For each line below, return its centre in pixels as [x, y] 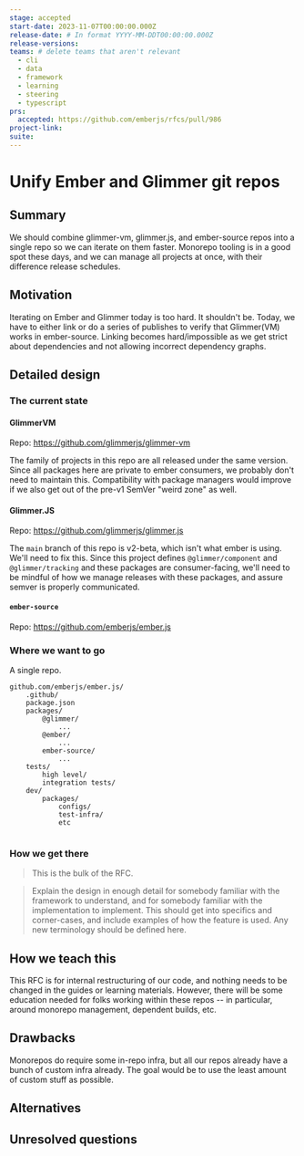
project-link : [36, 129]
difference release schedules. [65, 266]
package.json [51, 703]
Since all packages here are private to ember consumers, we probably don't [152, 470]
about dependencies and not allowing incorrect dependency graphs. [138, 346]
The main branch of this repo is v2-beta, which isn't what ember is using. [146, 548]
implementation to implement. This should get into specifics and [152, 911]
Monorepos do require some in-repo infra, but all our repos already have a [149, 1060]
